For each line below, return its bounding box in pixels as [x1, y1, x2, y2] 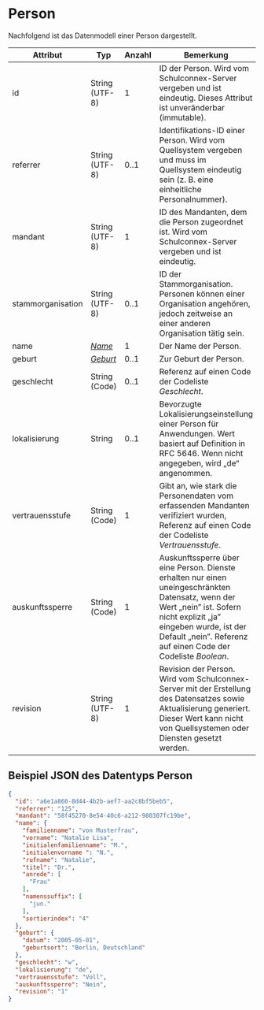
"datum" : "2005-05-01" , [22, 937, 101, 945]
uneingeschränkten [159, 581, 231, 592]
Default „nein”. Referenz [159, 631, 248, 642]
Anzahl [124, 49, 152, 60]
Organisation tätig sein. [159, 328, 245, 339]
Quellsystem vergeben [159, 144, 243, 155]
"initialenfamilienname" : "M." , [22, 841, 128, 849]
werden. [159, 742, 190, 753]
